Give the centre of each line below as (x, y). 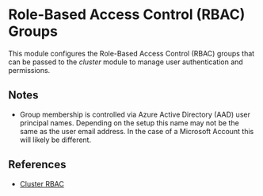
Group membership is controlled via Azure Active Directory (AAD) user (135, 114)
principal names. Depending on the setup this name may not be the (129, 123)
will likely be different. (55, 140)
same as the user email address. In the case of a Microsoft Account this (137, 131)
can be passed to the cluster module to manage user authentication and (126, 62)
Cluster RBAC (42, 183)
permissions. (29, 70)
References (37, 165)
